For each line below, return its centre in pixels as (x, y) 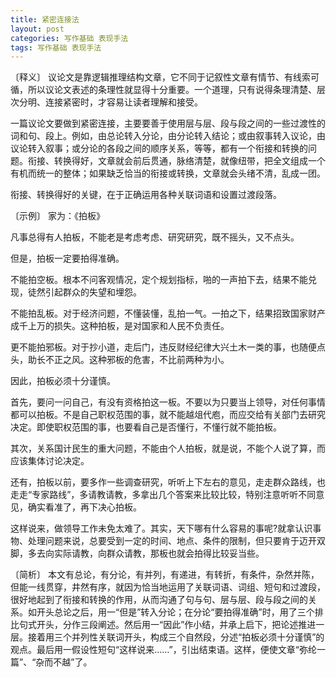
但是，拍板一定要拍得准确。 (67, 258)
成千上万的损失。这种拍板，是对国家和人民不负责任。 (120, 326)
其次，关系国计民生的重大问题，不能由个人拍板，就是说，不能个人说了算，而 (168, 448)
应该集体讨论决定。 (50, 461)
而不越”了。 (68, 662)
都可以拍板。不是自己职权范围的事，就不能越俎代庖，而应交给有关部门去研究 (168, 415)
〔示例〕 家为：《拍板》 (57, 216)
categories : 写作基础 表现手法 (69, 38)
